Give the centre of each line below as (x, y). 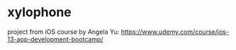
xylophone (40, 12)
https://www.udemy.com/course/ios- (175, 32)
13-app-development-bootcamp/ (55, 39)
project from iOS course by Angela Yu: (63, 32)
